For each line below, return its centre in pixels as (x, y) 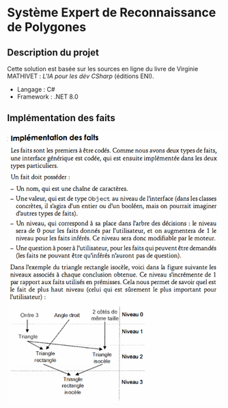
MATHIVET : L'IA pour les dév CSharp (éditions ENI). (81, 76)
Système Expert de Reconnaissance (112, 13)
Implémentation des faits (61, 118)
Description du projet (53, 52)
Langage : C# (36, 89)
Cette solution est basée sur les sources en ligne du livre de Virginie (103, 69)
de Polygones (47, 27)
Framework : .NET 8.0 (47, 97)
